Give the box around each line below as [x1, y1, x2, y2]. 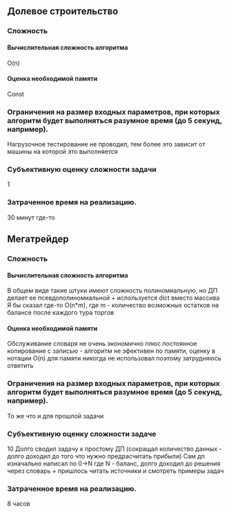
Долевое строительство [7, 6, 119, 17]
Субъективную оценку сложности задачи [7, 164, 157, 174]
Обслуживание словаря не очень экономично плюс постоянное [7, 340, 198, 348]
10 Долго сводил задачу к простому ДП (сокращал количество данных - [7, 445, 222, 453]
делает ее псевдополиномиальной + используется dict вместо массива [7, 293, 220, 302]
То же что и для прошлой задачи [7, 412, 104, 420]
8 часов [7, 500, 30, 508]
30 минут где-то [7, 213, 55, 222]
